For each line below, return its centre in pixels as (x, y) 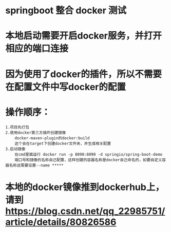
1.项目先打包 (17, 127)
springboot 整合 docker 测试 (66, 10)
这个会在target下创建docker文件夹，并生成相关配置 (63, 143)
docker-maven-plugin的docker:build (52, 138)
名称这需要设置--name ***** (36, 165)
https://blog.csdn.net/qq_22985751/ (85, 211)
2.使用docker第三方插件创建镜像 (36, 133)
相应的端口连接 (37, 49)
